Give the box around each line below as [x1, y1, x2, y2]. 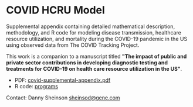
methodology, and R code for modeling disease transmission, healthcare [6, 29, 182, 36]
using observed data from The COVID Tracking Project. [6, 42, 140, 49]
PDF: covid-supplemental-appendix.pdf [14, 77, 111, 84]
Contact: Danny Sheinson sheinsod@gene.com [6, 94, 120, 101]
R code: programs [14, 82, 59, 89]
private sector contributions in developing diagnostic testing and [6, 59, 168, 66]
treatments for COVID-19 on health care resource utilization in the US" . [6, 65, 182, 72]
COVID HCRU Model [6, 4, 106, 17]
